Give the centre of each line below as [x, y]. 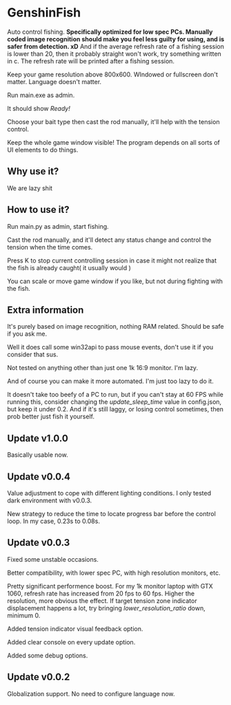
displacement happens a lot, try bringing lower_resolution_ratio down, [106, 608]
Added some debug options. [48, 655]
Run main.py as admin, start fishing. [58, 226]
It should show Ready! [39, 108]
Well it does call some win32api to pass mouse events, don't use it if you [110, 347]
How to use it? [38, 210]
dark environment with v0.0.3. [50, 500]
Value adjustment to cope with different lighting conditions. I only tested [109, 493]
